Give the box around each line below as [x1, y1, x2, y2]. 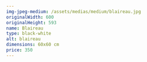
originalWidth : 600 [6, 14, 54, 20]
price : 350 [6, 47, 33, 53]
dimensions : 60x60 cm [6, 42, 60, 48]
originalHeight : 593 [6, 19, 57, 25]
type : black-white [6, 31, 51, 37]
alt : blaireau [6, 36, 41, 42]
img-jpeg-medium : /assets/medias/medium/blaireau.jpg [6, 8, 142, 15]
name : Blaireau [6, 25, 44, 31]
